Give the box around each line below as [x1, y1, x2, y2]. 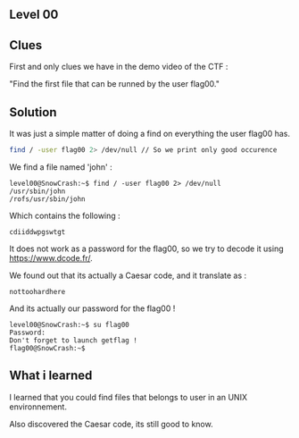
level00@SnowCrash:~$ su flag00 [9, 320, 129, 329]
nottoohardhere [9, 287, 66, 296]
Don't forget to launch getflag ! [9, 335, 138, 345]
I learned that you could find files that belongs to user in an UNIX [9, 392, 248, 402]
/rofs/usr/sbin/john [9, 194, 87, 204]
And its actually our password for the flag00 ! [9, 303, 176, 314]
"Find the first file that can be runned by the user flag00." [9, 79, 220, 89]
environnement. [9, 401, 67, 412]
